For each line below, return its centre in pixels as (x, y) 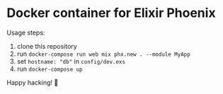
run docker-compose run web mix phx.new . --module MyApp (103, 54)
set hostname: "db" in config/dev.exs (71, 61)
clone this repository (47, 46)
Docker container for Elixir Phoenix (111, 13)
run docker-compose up (50, 69)
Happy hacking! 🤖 (33, 82)
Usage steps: (26, 33)
